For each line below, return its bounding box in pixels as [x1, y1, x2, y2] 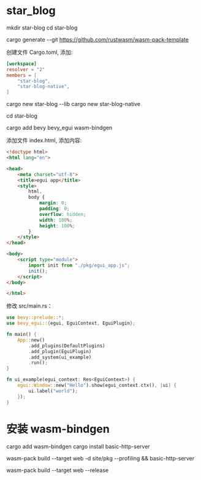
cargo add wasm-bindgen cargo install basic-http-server [6, 443, 150, 450]
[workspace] [6, 61, 37, 67]
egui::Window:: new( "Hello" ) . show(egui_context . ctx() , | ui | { [17, 383, 177, 389]
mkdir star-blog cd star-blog [6, 24, 78, 31]
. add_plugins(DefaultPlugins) [28, 343, 105, 349]
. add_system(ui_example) [28, 354, 92, 360]
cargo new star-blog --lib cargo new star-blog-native [6, 101, 141, 108]
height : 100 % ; [39, 223, 75, 229]
